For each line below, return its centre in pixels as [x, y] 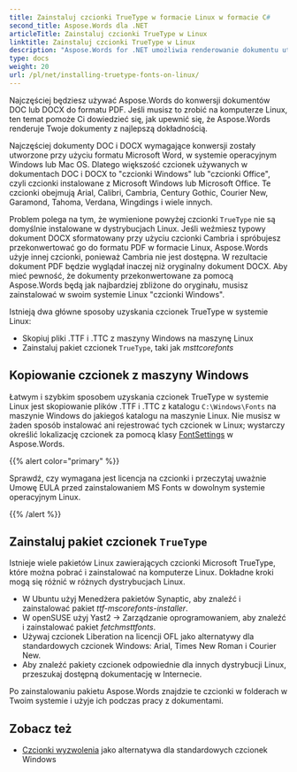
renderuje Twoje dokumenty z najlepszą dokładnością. [108, 128]
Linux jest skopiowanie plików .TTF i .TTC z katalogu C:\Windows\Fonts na [143, 406]
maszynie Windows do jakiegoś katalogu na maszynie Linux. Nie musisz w [145, 415]
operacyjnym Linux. [45, 497]
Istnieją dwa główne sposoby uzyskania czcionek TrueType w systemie [139, 312]
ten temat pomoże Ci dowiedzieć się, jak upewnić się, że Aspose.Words [140, 119]
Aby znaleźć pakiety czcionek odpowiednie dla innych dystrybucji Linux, [154, 665]
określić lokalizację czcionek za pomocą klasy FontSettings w [122, 434]
